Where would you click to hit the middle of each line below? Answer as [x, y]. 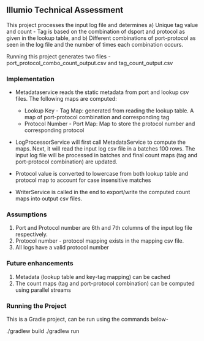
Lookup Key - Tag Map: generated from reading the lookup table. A [109, 111]
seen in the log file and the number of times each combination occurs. [95, 44]
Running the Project [36, 305]
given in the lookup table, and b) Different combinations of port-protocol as [101, 38]
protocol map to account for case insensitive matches [83, 180]
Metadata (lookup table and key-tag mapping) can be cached [93, 276]
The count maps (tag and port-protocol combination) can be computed [105, 283]
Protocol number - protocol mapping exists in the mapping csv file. [100, 241]
